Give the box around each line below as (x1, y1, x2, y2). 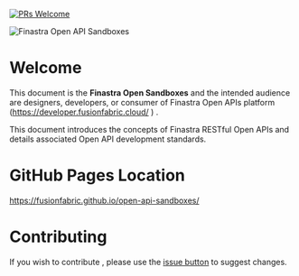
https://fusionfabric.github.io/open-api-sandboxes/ (9, 195, 200, 206)
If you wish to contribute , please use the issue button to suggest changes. (9, 256, 287, 267)
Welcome (9, 58, 82, 78)
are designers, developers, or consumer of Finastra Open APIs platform (9, 97, 276, 107)
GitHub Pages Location (9, 165, 185, 186)
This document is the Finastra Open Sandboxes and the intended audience (9, 87, 291, 98)
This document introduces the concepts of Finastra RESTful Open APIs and (9, 124, 290, 134)
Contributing (9, 226, 107, 247)
